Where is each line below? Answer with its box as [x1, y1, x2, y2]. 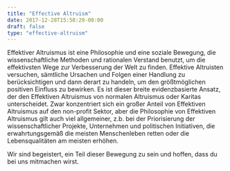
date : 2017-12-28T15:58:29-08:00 [7, 17, 104, 24]
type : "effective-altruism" [7, 29, 89, 37]
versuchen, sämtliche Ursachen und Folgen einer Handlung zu [7, 71, 186, 79]
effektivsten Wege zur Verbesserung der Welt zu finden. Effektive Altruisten [7, 63, 224, 71]
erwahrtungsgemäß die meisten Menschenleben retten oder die [7, 129, 189, 138]
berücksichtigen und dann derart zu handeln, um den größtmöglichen [7, 78, 206, 87]
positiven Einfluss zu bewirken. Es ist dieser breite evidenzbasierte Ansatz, [7, 85, 221, 93]
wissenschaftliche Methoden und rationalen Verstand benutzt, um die [7, 56, 206, 64]
